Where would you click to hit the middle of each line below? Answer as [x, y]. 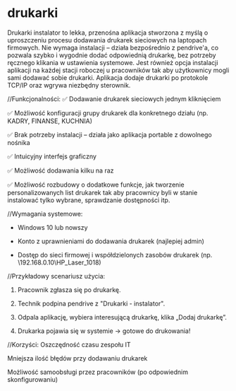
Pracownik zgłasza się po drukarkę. [69, 290]
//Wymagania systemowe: [45, 214]
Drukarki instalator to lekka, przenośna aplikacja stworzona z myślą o [108, 33]
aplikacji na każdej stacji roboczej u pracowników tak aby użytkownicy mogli [118, 70]
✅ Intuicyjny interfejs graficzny [52, 156]
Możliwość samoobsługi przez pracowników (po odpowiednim [98, 372]
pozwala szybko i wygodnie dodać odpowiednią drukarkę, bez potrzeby [112, 55]
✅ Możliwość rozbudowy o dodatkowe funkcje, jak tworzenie [96, 185]
